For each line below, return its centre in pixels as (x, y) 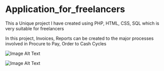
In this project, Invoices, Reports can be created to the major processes (79, 38)
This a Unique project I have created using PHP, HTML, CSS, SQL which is (82, 23)
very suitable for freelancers (35, 28)
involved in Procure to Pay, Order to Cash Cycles (56, 43)
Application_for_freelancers (65, 9)
